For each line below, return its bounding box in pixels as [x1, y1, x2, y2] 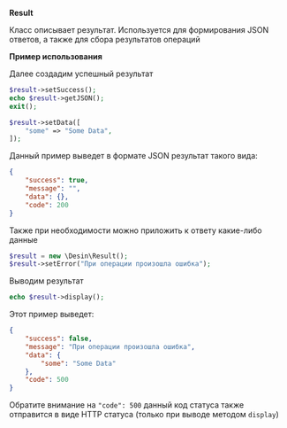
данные [9, 234, 38, 245]
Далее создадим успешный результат [9, 68, 154, 79]
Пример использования [9, 51, 103, 61]
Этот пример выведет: [9, 309, 94, 320]
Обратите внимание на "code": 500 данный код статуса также [9, 400, 245, 410]
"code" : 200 [25, 200, 69, 209]
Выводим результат [9, 276, 84, 286]
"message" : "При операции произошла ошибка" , [25, 342, 196, 351]
